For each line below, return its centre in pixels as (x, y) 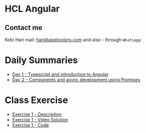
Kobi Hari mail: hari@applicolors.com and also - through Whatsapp (73, 40)
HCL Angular (32, 9)
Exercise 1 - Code (30, 125)
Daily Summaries (41, 60)
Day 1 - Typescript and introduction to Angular (60, 74)
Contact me (24, 28)
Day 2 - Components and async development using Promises (76, 80)
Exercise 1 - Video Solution (40, 119)
